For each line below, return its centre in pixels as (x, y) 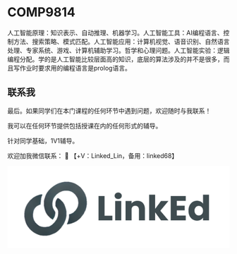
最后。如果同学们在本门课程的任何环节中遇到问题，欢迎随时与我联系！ (109, 111)
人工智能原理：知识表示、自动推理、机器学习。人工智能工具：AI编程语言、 (115, 32)
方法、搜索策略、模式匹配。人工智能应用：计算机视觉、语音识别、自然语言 (121, 41)
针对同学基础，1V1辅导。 (43, 140)
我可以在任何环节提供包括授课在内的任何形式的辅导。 (85, 126)
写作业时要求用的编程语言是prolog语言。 (72, 68)
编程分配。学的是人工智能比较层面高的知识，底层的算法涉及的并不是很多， (115, 59)
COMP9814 (41, 12)
